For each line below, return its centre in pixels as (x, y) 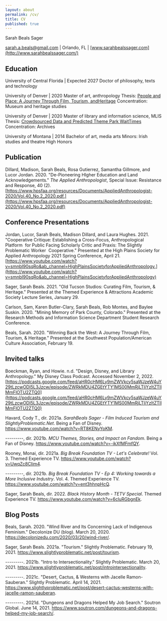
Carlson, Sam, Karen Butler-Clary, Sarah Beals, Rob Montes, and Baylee (79, 307)
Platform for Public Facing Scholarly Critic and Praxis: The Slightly (74, 245)
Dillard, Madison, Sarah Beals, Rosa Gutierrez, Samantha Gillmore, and (77, 169)
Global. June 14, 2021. (28, 608)
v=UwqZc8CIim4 (22, 463)
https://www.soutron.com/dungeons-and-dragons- (104, 608)
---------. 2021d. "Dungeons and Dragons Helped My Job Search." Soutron (83, 602)
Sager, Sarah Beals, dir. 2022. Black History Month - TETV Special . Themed (83, 493)
